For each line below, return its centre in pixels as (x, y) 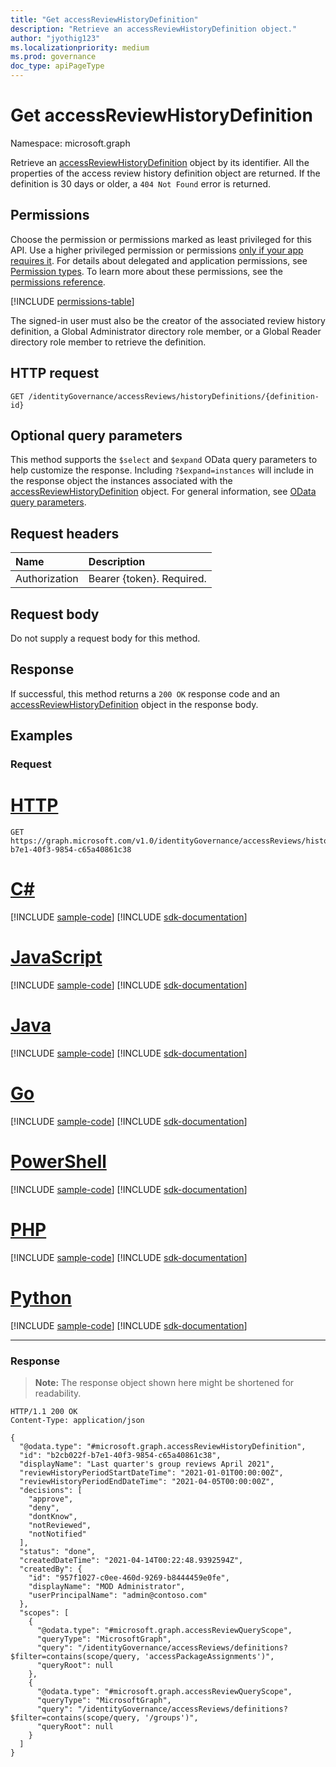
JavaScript (56, 957)
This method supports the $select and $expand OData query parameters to (164, 460)
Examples (41, 736)
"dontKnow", (53, 1516)
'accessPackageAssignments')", (209, 1656)
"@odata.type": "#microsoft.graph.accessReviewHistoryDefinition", (163, 1446)
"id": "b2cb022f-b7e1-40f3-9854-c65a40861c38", (120, 1455)
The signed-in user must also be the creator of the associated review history (168, 320)
